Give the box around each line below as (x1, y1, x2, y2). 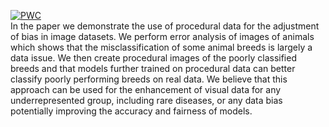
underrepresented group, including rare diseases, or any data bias (10, 95, 283, 106)
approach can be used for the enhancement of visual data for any (10, 84, 282, 95)
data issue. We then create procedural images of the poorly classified (10, 52, 297, 64)
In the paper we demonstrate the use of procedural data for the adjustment (10, 20, 320, 32)
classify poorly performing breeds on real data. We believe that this (10, 73, 288, 85)
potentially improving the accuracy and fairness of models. (10, 105, 253, 117)
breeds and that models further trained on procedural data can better (10, 63, 296, 74)
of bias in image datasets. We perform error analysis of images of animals (10, 31, 315, 42)
